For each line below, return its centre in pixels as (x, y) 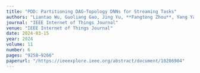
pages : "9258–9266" (30, 55)
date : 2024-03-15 (28, 34)
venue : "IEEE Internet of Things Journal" (60, 28)
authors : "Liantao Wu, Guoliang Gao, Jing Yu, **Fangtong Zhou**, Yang (97, 17)
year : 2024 (20, 39)
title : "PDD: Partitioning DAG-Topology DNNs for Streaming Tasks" (92, 11)
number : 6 (18, 50)
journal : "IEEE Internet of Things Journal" (62, 22)
